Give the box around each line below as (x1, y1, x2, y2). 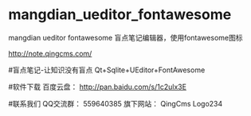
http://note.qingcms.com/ (8, 48, 92, 58)
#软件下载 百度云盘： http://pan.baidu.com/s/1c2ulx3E (8, 82, 187, 91)
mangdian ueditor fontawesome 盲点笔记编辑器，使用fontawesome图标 (8, 33, 243, 42)
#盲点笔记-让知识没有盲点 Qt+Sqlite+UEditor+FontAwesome (8, 65, 206, 75)
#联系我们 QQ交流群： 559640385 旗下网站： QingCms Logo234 (8, 99, 223, 108)
